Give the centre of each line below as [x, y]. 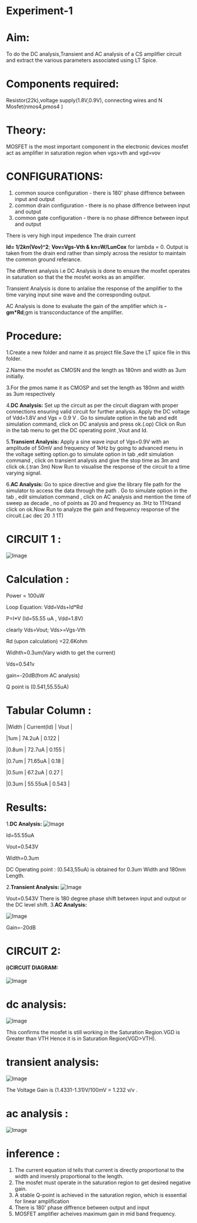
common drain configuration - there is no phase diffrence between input [102, 205]
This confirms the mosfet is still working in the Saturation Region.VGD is [93, 1032]
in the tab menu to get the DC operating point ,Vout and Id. [77, 430]
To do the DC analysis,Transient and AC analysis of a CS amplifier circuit [94, 54]
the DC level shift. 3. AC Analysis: [46, 904]
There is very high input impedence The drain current [71, 235]
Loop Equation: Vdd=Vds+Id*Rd [45, 607]
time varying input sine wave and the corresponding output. [79, 295]
